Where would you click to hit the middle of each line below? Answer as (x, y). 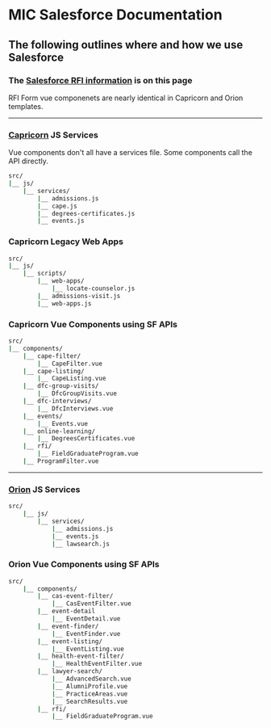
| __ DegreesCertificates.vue (86, 439)
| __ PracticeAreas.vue (90, 694)
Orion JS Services (44, 489)
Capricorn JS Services (53, 135)
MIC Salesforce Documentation (116, 15)
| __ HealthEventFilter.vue (97, 664)
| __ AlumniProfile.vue (90, 686)
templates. (26, 106)
